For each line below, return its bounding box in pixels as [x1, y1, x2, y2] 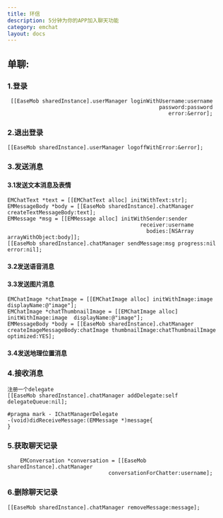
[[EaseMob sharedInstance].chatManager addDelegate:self [7, 392, 179, 400]
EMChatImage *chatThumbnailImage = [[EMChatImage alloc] [7, 309, 179, 316]
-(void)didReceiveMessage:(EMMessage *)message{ [7, 417, 153, 425]
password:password [158, 103, 213, 110]
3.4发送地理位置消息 [7, 348, 67, 357]
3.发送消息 [7, 162, 44, 172]
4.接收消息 [7, 368, 44, 378]
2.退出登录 [7, 127, 44, 137]
